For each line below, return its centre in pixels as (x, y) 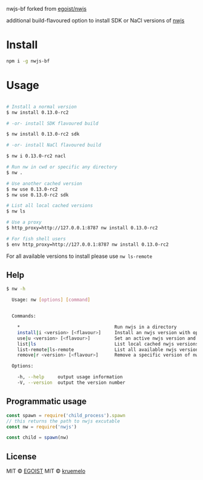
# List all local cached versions (50, 206)
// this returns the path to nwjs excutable (63, 421)
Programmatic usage (47, 402)
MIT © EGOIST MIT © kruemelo (46, 471)
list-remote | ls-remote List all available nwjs (97, 350)
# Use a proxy (24, 222)
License (21, 456)
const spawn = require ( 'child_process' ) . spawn (66, 415)
